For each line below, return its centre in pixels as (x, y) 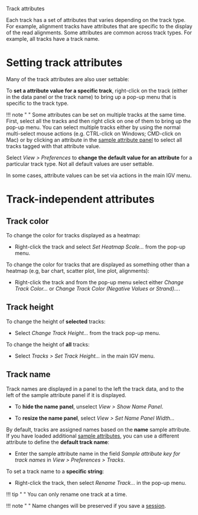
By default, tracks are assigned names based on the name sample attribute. (98, 429)
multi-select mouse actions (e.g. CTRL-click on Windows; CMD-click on (94, 133)
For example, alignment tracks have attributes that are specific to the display (99, 26)
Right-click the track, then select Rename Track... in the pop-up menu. (100, 482)
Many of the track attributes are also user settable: (68, 79)
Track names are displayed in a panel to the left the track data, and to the (95, 389)
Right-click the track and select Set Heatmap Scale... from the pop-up (100, 247)
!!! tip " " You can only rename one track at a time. (66, 494)
